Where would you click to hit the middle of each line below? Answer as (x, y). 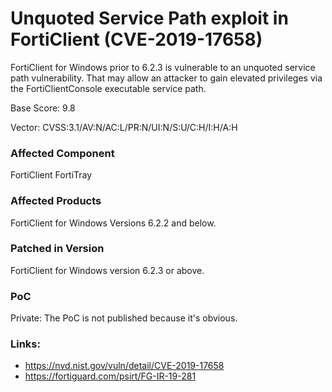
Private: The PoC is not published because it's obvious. (124, 318)
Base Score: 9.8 (43, 108)
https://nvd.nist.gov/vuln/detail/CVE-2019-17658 (124, 366)
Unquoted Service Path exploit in (149, 18)
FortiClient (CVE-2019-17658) (136, 39)
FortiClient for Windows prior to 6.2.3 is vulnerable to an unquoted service (163, 67)
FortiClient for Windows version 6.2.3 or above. (107, 270)
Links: (25, 344)
